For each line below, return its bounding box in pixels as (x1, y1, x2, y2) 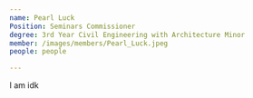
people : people (9, 47, 67, 56)
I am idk (9, 80, 39, 91)
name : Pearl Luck (9, 13, 75, 23)
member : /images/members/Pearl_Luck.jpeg (9, 38, 169, 48)
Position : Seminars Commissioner (9, 22, 136, 31)
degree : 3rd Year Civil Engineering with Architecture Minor (9, 30, 246, 39)
